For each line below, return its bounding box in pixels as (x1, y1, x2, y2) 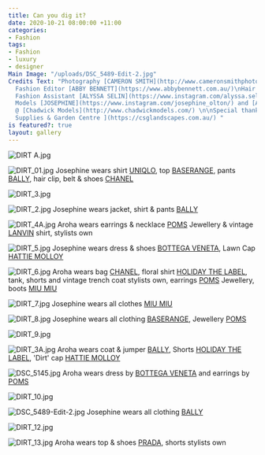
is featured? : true (8, 121, 73, 129)
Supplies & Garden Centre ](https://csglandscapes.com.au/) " (15, 114, 224, 122)
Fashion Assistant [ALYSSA (15, 92, 104, 100)
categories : (8, 26, 47, 34)
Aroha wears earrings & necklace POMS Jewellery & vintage (57, 220, 254, 229)
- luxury (8, 56, 37, 64)
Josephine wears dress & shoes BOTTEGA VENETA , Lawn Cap (52, 243, 256, 253)
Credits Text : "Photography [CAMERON (8, 77, 132, 85)
